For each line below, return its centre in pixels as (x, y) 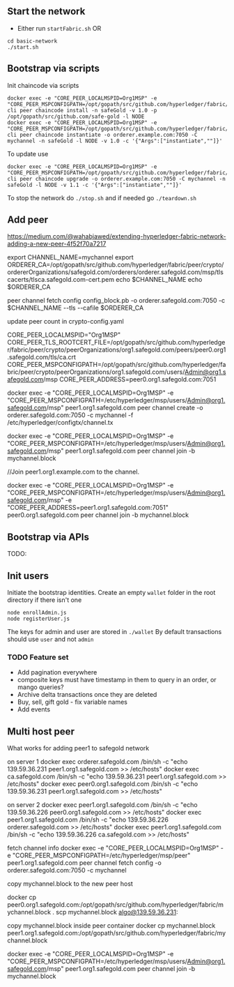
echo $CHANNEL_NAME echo (159, 280)
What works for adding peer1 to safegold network (78, 748)
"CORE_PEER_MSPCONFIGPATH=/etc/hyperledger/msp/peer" (102, 856)
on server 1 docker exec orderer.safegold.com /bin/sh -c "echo (97, 762)
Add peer (28, 220)
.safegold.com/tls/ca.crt (42, 357)
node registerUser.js (39, 619)
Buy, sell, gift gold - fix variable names (72, 702)
